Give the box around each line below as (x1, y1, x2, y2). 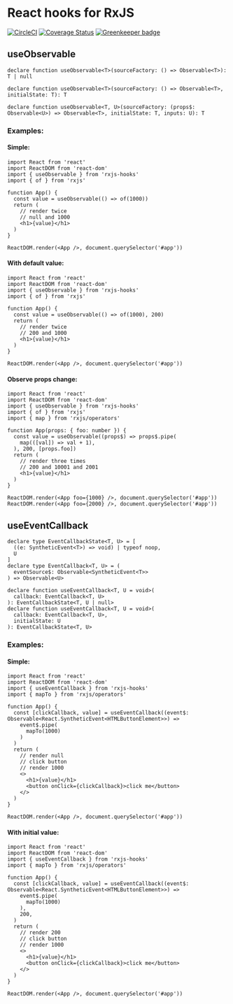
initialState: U (13, 617, 61, 625)
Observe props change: (7, 375, 78, 383)
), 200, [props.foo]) (13, 445, 77, 452)
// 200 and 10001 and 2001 (20, 464, 99, 471)
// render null (20, 752, 64, 759)
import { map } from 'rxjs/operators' (7, 415, 120, 422)
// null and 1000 (20, 213, 71, 221)
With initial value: (7, 828, 59, 836)
